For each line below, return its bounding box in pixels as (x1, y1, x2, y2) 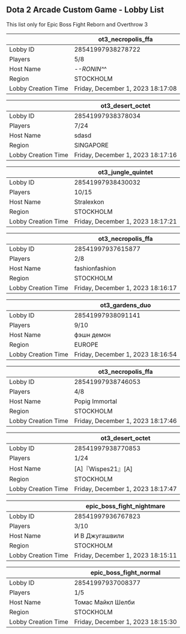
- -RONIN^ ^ (74, 64, 107, 73)
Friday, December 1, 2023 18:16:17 (74, 284, 177, 292)
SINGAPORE (74, 141, 109, 149)
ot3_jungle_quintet (98, 168, 154, 176)
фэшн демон (74, 331, 111, 339)
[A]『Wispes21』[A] (74, 465, 133, 473)
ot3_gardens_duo (100, 300, 151, 309)
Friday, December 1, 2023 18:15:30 (74, 617, 177, 626)
